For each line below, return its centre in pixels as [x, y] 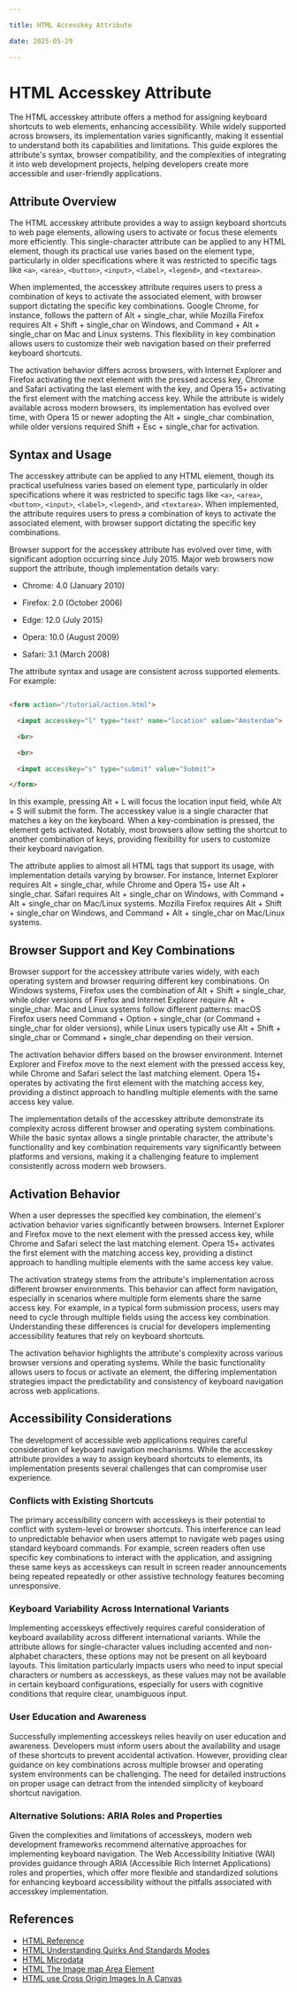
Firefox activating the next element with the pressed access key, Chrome [142, 380]
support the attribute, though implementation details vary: [114, 569]
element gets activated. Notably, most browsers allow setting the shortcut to [148, 830]
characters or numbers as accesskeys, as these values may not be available [148, 1675]
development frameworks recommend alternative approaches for [128, 1844]
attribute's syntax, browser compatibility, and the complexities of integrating [148, 155]
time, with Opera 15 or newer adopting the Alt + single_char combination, [142, 417]
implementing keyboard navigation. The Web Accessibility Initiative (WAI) [142, 1854]
